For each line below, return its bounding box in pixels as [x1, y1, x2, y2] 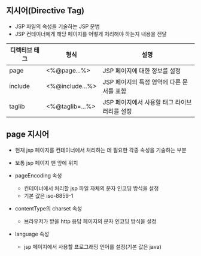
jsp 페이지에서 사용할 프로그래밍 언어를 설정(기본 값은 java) [23, 243, 162, 250]
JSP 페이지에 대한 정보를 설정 [102, 67, 181, 75]
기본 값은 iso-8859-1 [23, 192, 74, 199]
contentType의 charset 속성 [14, 204, 83, 212]
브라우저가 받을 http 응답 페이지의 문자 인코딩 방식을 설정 [23, 218, 157, 225]
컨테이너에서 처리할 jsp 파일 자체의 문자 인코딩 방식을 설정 [23, 185, 159, 192]
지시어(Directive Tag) [6, 5, 85, 16]
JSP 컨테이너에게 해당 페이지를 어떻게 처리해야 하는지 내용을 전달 [14, 30, 167, 37]
